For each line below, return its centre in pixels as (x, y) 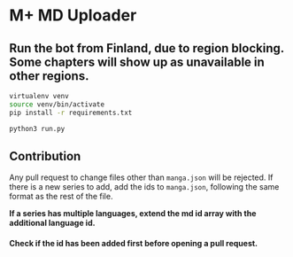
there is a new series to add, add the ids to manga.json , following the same (144, 187)
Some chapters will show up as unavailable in (137, 62)
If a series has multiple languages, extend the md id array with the (133, 214)
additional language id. (52, 223)
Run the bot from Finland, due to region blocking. (147, 48)
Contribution (45, 156)
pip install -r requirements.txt (71, 113)
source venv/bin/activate (57, 104)
